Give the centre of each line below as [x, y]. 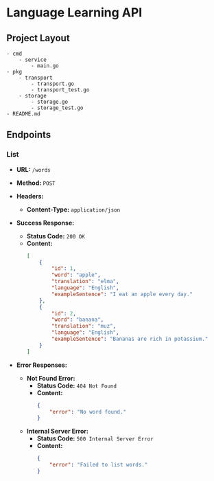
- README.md [23, 114]
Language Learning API [74, 13]
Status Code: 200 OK [56, 236]
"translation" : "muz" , [84, 326]
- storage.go [50, 102]
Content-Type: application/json [73, 209]
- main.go [45, 66]
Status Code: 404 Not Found [77, 385]
